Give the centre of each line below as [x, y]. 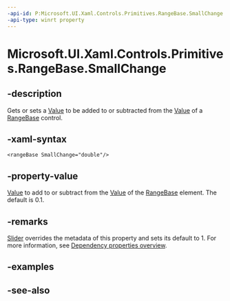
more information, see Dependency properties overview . [87, 245]
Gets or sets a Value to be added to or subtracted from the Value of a [105, 110]
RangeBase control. [35, 118]
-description [34, 94]
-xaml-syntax [37, 139]
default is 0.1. [26, 200]
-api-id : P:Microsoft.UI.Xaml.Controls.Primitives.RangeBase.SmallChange [115, 13]
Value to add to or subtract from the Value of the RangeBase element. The [112, 192]
